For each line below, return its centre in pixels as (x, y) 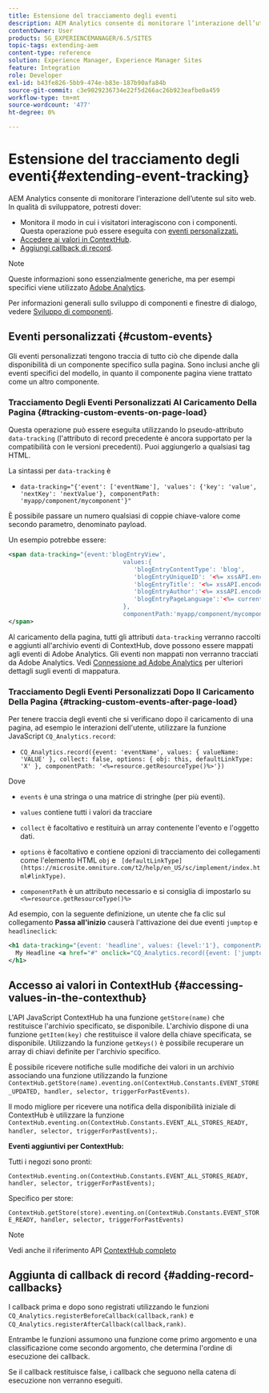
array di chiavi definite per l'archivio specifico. (85, 1051)
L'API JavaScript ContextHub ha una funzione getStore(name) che (116, 1017)
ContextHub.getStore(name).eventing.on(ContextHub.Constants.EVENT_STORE (134, 1083)
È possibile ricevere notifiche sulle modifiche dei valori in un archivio (121, 1067)
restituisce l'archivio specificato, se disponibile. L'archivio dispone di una (128, 1025)
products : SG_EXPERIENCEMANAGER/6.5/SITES (80, 38)
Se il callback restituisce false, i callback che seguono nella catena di (122, 1372)
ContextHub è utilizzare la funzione (66, 1115)
